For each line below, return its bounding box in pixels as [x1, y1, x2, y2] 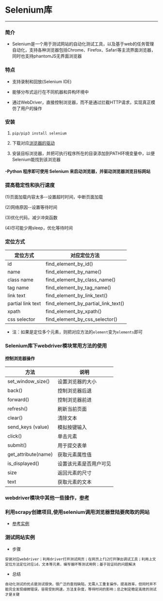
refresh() [7, 405, 28, 412]
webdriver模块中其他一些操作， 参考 [5, 494, 90, 501]
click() [7, 433, 22, 439]
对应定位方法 [70, 252, 100, 259]
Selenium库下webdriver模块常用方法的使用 [5, 342, 107, 349]
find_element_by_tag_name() [46, 284, 112, 291]
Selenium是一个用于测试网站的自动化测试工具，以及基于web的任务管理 [12, 41, 154, 47]
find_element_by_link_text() [46, 292, 108, 299]
